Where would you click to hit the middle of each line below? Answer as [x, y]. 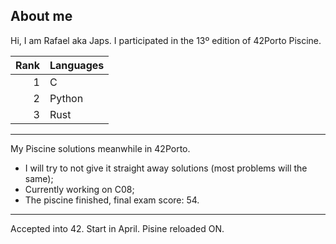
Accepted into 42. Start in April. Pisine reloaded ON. [117, 228]
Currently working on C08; [79, 189]
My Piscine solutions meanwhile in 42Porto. [100, 148]
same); [39, 178]
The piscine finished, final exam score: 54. [112, 200]
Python [66, 98]
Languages [77, 65]
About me [41, 16]
